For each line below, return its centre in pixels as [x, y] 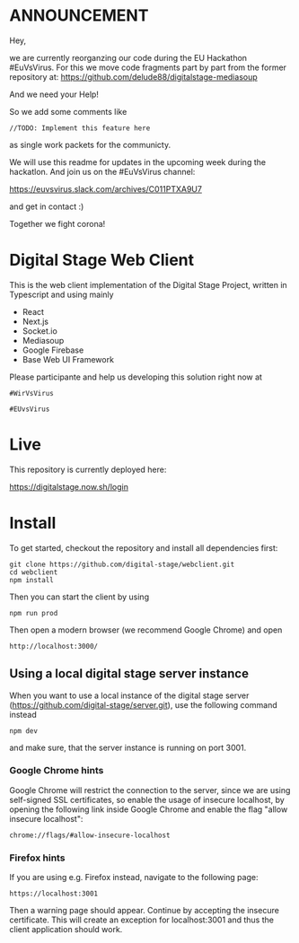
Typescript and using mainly [62, 294]
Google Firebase [53, 350]
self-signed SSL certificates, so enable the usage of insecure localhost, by [147, 799]
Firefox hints [37, 858]
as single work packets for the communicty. [90, 144]
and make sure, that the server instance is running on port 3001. [128, 747]
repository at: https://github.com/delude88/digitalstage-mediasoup [133, 76]
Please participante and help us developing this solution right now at [136, 377]
